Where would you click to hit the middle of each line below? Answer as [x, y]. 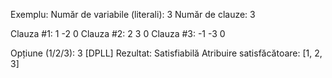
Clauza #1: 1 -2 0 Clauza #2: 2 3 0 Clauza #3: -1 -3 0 [118, 33]
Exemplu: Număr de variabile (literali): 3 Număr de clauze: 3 [133, 14]
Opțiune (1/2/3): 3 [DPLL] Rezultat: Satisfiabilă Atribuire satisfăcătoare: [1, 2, [166, 53]
